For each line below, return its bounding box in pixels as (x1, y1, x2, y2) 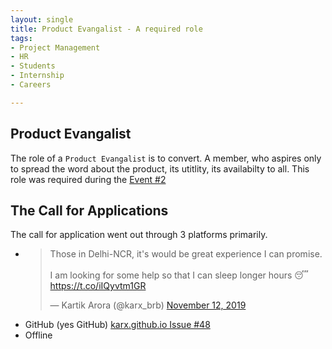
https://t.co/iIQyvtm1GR (49, 280, 147, 292)
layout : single (10, 14, 74, 25)
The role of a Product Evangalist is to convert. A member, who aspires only (10, 152, 322, 164)
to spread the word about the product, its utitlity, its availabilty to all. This (10, 162, 310, 175)
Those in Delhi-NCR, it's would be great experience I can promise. (49, 248, 323, 260)
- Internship (10, 71, 65, 81)
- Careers (10, 80, 52, 90)
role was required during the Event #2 (10, 173, 167, 185)
